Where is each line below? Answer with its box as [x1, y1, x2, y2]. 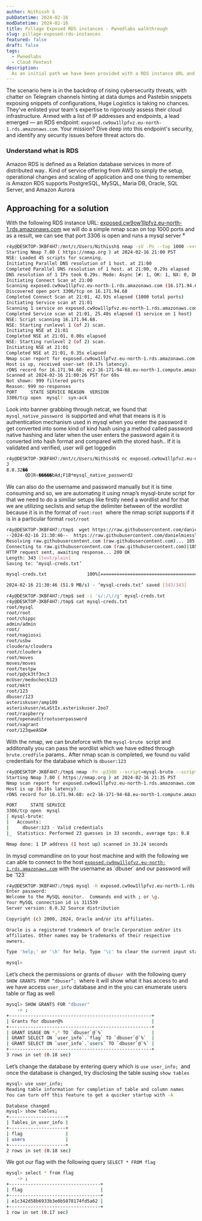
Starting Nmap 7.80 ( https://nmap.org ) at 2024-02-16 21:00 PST [6, 249, 176, 256]
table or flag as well [6, 990, 55, 997]
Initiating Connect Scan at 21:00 [6, 277, 93, 283]
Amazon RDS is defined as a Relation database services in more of [6, 160, 171, 167]
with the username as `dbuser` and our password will [58, 865, 191, 872]
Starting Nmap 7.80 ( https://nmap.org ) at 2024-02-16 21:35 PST [6, 774, 176, 781]
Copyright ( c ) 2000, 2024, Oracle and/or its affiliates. [6, 916, 155, 922]
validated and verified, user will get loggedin [6, 444, 116, 451]
